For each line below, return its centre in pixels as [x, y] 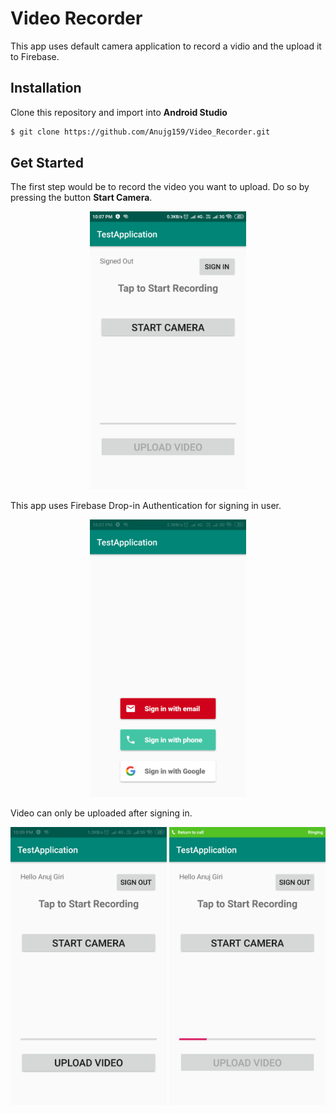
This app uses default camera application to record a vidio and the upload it [166, 46]
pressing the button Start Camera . [81, 198]
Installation [46, 88]
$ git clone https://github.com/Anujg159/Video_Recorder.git [140, 132]
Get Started [47, 163]
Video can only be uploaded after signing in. [101, 813]
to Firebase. [35, 56]
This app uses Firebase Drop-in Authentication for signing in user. [146, 505]
